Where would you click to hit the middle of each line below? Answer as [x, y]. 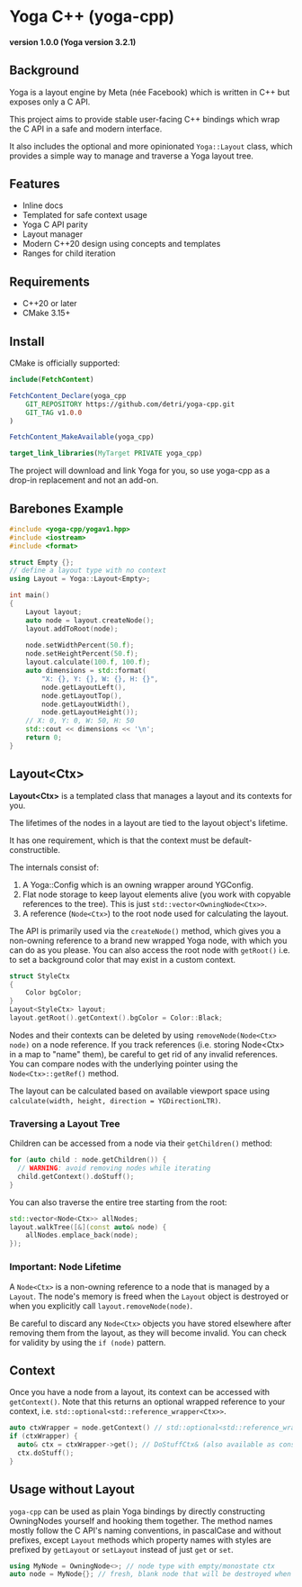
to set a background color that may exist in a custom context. [123, 959]
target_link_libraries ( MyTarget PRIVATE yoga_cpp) [106, 453]
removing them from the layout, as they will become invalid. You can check [148, 1333]
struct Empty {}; [42, 562]
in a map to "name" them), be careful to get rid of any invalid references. [144, 1054]
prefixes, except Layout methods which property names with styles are [140, 1540]
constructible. [35, 849]
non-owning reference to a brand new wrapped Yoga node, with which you [148, 940]
